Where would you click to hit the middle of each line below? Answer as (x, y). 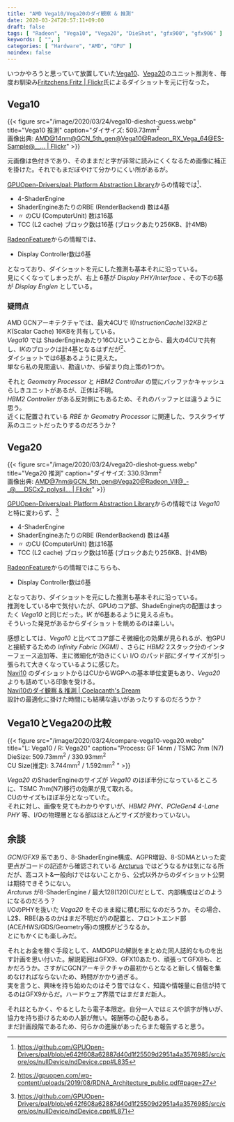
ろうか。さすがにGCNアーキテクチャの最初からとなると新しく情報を (117, 968)
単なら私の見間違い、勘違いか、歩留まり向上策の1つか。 (88, 367)
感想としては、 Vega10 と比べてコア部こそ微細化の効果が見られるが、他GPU (116, 638)
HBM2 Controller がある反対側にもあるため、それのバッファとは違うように (114, 399)
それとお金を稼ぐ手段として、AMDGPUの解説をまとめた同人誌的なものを (112, 951)
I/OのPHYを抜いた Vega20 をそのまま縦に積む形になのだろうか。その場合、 (116, 910)
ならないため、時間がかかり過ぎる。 (89, 977)
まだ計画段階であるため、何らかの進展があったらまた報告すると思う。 (108, 1026)
